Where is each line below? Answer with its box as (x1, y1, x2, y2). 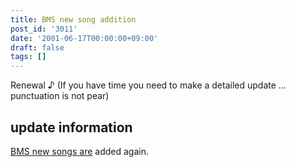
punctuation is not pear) (10, 90, 110, 102)
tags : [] (10, 52, 47, 62)
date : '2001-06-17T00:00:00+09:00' (10, 33, 159, 43)
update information (10, 119, 133, 136)
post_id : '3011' (10, 24, 78, 34)
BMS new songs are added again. (10, 145, 149, 157)
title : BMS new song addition (10, 14, 137, 25)
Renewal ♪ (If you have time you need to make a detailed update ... (10, 79, 287, 91)
